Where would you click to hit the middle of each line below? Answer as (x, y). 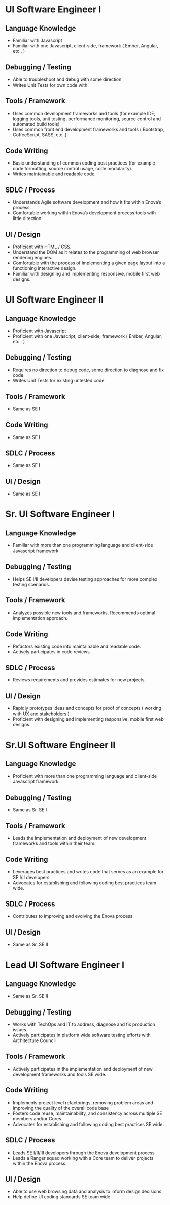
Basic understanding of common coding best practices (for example (84, 163)
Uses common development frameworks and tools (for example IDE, (84, 113)
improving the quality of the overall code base (61, 1108)
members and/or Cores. (38, 1118)
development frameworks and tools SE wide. (59, 1074)
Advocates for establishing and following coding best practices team (84, 883)
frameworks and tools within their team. (54, 843)
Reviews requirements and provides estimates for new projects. (79, 680)
